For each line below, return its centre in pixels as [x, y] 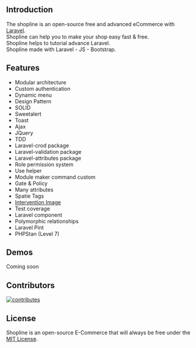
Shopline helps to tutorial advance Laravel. [58, 43]
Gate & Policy [31, 183]
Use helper [28, 170]
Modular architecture [40, 82]
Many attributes [34, 189]
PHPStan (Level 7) [37, 233]
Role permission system [44, 164]
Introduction [30, 10]
